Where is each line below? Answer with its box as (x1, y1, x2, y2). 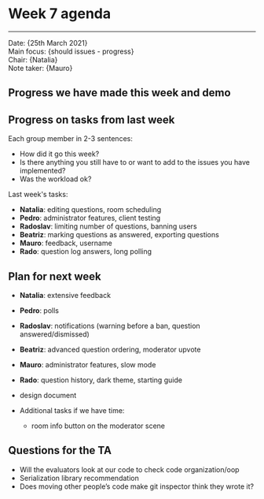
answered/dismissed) (19, 329, 90, 339)
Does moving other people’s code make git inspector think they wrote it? (19, 482, 254, 491)
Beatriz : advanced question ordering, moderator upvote (19, 344, 201, 354)
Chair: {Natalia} (8, 54, 58, 64)
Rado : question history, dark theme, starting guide (19, 375, 183, 385)
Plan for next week (8, 270, 101, 283)
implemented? (19, 166, 66, 176)
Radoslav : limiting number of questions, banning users (19, 222, 198, 231)
